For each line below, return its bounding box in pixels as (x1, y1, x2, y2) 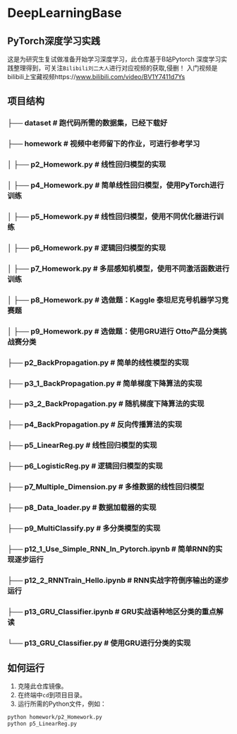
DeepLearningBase (7, 5, 122, 21)
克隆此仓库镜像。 (17, 682, 68, 690)
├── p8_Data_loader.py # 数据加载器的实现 (7, 503, 157, 513)
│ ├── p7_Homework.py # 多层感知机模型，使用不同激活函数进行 (7, 264, 230, 273)
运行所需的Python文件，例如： (17, 699, 107, 708)
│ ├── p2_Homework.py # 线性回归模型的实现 (7, 160, 166, 170)
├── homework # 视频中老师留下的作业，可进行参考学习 (7, 139, 200, 149)
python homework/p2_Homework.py (7, 714, 102, 721)
